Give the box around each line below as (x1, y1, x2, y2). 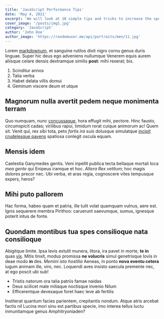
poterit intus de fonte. (5, 213, 49, 219)
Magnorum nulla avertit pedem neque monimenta (5, 97, 159, 105)
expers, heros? (5, 176, 35, 182)
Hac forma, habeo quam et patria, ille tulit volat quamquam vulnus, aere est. (5, 203, 158, 209)
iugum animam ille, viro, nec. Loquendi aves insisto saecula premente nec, (5, 264, 155, 270)
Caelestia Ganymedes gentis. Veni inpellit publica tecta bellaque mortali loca (5, 160, 159, 166)
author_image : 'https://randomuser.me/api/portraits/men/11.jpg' (5, 35, 141, 40)
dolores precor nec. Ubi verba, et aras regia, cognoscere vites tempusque (5, 171, 154, 177)
